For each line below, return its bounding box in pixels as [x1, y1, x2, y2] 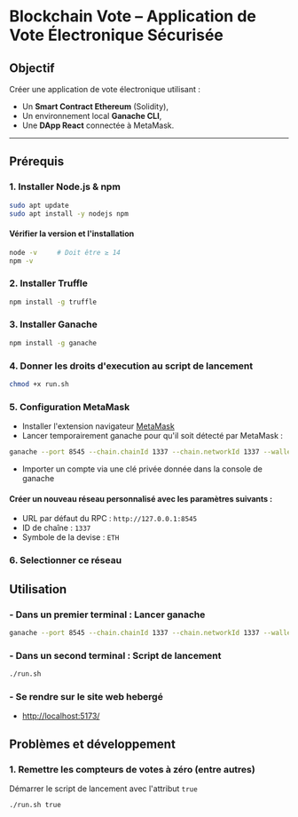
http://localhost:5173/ [21, 710, 100, 721]
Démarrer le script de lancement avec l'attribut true [9, 783, 198, 794]
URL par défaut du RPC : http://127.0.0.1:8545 [21, 513, 198, 524]
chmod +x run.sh [9, 380, 69, 389]
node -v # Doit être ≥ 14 [9, 248, 122, 257]
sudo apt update [9, 201, 69, 210]
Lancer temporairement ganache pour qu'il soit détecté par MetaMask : [21, 431, 284, 441]
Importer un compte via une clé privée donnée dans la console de [21, 464, 263, 474]
